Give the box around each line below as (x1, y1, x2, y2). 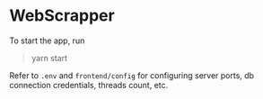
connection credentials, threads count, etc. (9, 79, 169, 90)
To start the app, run (9, 35, 85, 46)
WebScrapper (9, 5, 115, 26)
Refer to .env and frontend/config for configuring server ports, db (9, 69, 254, 81)
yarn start (31, 52, 68, 63)
